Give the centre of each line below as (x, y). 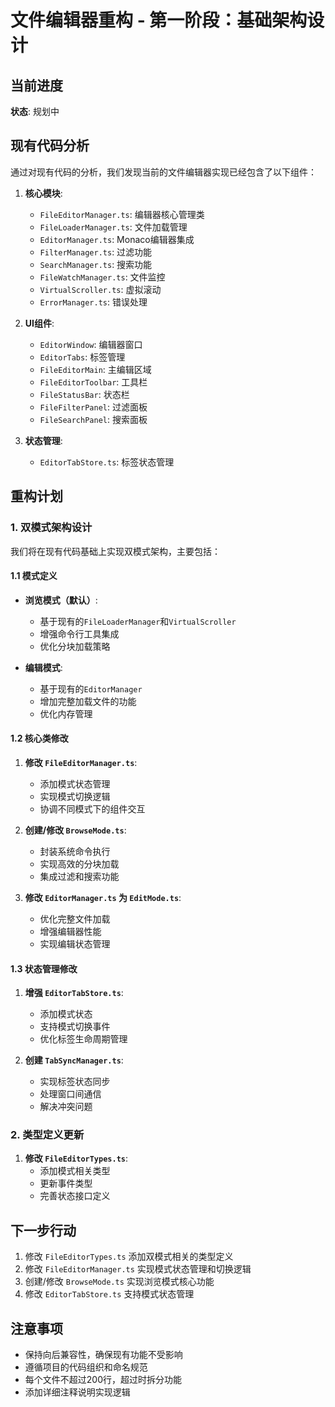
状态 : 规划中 (35, 111)
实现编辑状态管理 (75, 943)
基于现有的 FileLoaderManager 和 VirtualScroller (138, 621)
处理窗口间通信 (70, 1094)
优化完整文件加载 (75, 918)
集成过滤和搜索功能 (79, 876)
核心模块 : (43, 193)
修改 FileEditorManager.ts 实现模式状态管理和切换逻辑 (138, 1269)
